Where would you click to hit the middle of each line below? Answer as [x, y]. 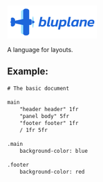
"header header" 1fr [49, 109]
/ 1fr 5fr [34, 130]
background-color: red [52, 172]
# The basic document [38, 88]
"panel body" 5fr [45, 116]
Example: [28, 72]
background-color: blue [54, 151]
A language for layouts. [40, 50]
